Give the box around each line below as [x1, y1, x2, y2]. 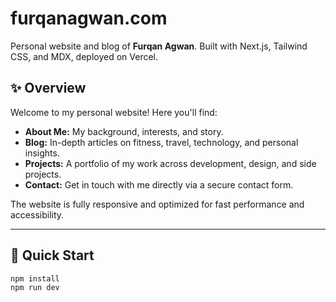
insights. [24, 147, 60, 159]
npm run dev [10, 283, 60, 293]
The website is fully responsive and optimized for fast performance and [10, 198, 305, 210]
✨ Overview [10, 80, 87, 97]
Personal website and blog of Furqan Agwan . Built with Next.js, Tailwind [10, 40, 308, 52]
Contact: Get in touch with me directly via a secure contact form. [24, 178, 294, 191]
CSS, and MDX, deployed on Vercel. [10, 50, 159, 62]
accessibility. [10, 208, 65, 221]
